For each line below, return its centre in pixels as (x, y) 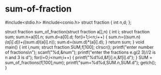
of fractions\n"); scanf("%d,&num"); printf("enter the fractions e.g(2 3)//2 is (80, 52)
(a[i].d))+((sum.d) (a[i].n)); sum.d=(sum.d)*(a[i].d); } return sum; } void (74, 42)
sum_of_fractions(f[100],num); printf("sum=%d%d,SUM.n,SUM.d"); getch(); (80, 62)
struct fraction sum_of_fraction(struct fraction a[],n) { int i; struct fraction (77, 31)
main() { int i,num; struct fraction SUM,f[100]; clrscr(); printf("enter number (79, 47)
